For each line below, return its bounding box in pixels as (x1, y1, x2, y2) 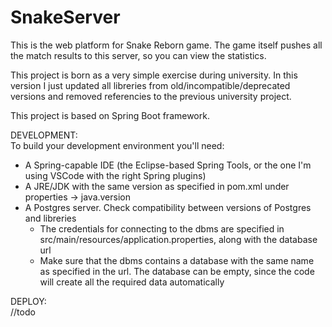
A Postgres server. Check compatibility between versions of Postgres (24, 201, 312, 213)
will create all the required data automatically (39, 276, 225, 288)
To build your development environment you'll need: (10, 139, 225, 151)
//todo (10, 306, 36, 318)
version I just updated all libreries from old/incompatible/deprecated (10, 79, 291, 91)
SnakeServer (10, 6, 121, 29)
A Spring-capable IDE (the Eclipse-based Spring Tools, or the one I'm (24, 159, 312, 171)
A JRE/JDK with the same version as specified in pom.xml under (24, 180, 290, 192)
